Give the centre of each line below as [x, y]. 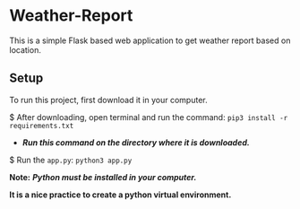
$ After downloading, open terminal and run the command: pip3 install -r [149, 117]
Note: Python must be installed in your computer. [103, 177]
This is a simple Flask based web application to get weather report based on [150, 40]
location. [26, 49]
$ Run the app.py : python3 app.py [71, 160]
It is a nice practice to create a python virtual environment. [120, 195]
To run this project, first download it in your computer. [108, 100]
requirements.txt [42, 126]
